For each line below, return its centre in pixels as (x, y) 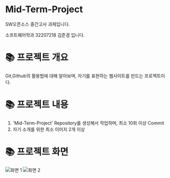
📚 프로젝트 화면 (37, 152)
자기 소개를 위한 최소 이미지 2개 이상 (49, 129)
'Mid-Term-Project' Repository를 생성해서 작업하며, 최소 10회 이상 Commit (88, 123)
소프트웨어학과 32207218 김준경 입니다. (45, 35)
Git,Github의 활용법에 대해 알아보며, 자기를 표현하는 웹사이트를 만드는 (74, 75)
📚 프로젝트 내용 (37, 105)
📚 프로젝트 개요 (37, 58)
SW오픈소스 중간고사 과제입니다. (38, 24)
